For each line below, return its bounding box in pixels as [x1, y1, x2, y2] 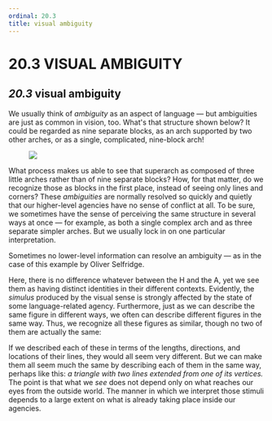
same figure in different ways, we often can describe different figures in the [8, 309, 262, 319]
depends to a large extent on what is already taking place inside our [8, 394, 236, 404]
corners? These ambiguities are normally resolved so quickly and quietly [8, 191, 252, 201]
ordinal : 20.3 [8, 11, 57, 20]
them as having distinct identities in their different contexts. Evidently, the [8, 283, 255, 293]
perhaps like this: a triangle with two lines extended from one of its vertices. [8, 368, 263, 379]
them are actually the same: [8, 327, 102, 336]
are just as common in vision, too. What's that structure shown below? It [8, 117, 251, 127]
